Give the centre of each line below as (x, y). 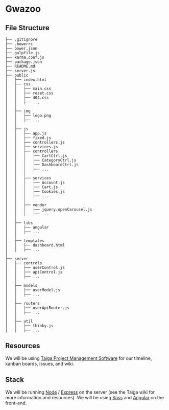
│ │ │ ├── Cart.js (32, 187)
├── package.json (24, 62)
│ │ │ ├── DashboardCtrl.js (42, 165)
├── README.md (20, 66)
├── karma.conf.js (25, 57)
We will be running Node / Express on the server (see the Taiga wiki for (80, 392)
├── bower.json (21, 49)
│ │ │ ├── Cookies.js (35, 192)
